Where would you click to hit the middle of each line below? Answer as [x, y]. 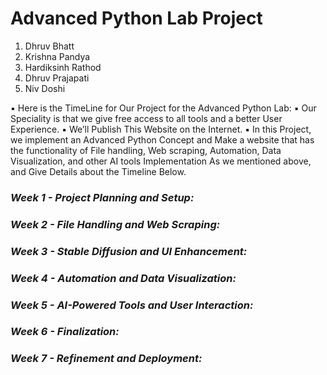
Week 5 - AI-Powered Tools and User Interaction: [132, 305]
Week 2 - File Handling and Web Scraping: [115, 224]
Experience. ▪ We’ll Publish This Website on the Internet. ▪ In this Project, [161, 129]
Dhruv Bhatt [49, 46]
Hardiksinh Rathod [63, 67]
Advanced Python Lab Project [136, 18]
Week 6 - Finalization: [65, 332]
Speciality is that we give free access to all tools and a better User [146, 118]
